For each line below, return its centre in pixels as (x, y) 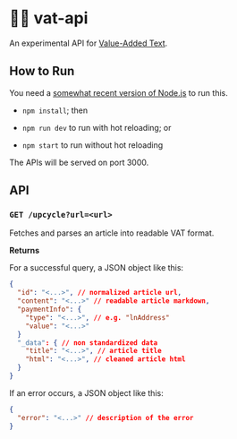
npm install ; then (55, 110)
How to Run (42, 71)
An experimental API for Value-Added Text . (89, 43)
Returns (25, 251)
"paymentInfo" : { (50, 310)
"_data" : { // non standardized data (88, 343)
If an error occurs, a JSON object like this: (86, 392)
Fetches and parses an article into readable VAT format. (112, 233)
